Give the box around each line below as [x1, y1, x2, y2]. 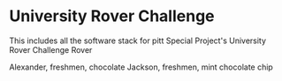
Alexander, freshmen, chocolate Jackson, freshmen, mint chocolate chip [9, 62, 274, 72]
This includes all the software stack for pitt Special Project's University [9, 35, 267, 46]
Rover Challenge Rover [9, 44, 93, 55]
